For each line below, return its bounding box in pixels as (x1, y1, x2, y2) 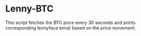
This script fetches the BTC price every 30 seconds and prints (5, 19, 136, 25)
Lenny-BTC (5, 3, 54, 14)
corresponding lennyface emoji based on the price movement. (5, 24, 136, 30)
